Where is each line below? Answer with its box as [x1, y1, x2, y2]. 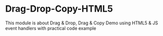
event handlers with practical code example [5, 25, 97, 31]
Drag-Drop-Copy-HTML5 [5, 3, 113, 15]
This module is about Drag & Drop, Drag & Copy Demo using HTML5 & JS [5, 20, 158, 26]
